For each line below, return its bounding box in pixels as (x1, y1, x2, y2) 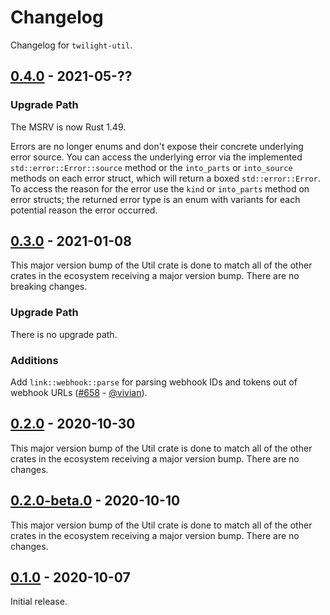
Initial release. (10, 596, 68, 608)
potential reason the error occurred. (10, 204, 158, 216)
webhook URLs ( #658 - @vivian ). (10, 387, 148, 399)
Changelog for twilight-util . (10, 39, 133, 51)
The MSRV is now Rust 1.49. (10, 121, 127, 133)
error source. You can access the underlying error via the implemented (10, 151, 303, 163)
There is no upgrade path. (10, 328, 118, 340)
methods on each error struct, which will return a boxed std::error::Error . (10, 172, 321, 184)
